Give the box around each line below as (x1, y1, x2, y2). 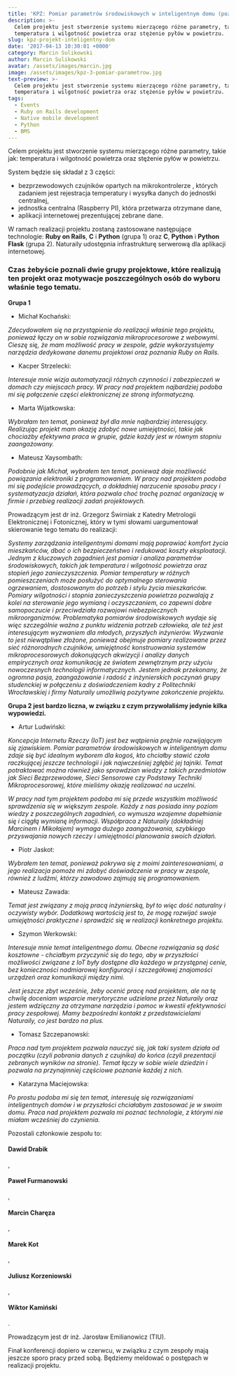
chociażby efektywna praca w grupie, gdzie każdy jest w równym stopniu (8, 432, 222, 441)
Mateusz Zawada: (18, 887, 70, 895)
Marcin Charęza (8, 1208, 55, 1217)
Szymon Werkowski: (18, 929, 78, 937)
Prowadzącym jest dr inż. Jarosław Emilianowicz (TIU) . (8, 1332, 167, 1341)
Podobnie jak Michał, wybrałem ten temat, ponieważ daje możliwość (8, 467, 207, 475)
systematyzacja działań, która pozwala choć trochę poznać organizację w (8, 489, 225, 497)
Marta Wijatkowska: (18, 403, 76, 412)
